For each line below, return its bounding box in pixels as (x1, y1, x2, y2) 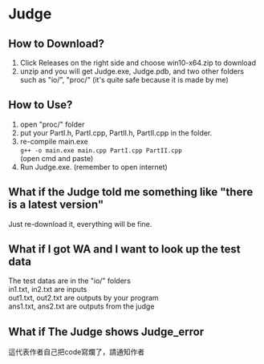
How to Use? (8, 98, 73, 112)
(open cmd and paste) (19, 153, 94, 163)
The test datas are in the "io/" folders (8, 276, 131, 285)
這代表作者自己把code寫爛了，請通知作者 (8, 347, 145, 357)
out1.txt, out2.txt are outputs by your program (8, 293, 159, 303)
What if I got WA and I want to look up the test (8, 242, 241, 257)
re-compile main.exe (19, 136, 88, 146)
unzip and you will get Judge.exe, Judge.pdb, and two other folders (19, 67, 245, 76)
